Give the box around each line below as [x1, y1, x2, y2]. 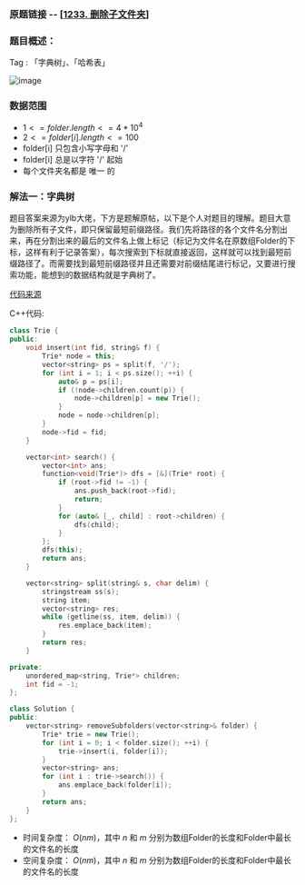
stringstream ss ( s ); [42, 587, 120, 596]
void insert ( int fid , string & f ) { [25, 343, 161, 353]
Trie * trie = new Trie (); [42, 730, 141, 739]
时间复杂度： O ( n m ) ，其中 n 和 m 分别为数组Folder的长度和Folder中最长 [22, 831, 292, 842]
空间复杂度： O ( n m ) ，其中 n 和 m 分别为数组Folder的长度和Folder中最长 [22, 854, 292, 865]
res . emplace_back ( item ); [57, 621, 152, 631]
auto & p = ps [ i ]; [57, 377, 124, 386]
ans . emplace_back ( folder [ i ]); [57, 781, 172, 790]
